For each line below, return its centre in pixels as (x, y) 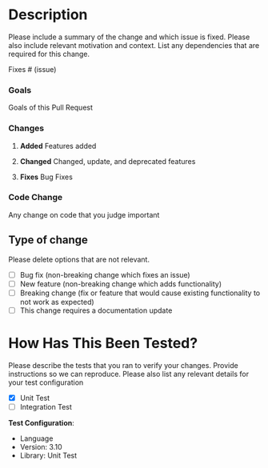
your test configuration (46, 382)
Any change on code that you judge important (84, 214)
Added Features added (58, 146)
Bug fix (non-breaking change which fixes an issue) (105, 274)
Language (36, 438)
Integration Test (46, 406)
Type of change (48, 240)
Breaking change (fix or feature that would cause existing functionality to (140, 293)
